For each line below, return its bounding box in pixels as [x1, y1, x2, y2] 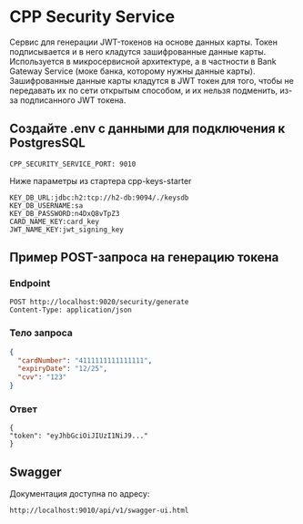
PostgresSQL [9, 135, 86, 151]
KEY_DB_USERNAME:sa [9, 200, 84, 211]
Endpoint [9, 277, 51, 290]
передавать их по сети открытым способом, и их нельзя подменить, [9, 85, 278, 96]
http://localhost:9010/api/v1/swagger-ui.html [9, 506, 189, 516]
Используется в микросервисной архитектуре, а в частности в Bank [9, 56, 277, 67]
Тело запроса [9, 326, 73, 339]
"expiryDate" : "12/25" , [17, 365, 107, 374]
